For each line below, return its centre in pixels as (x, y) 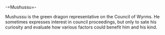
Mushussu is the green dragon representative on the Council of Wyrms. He (82, 17)
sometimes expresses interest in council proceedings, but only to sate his (81, 22)
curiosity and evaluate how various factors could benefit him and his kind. (81, 27)
